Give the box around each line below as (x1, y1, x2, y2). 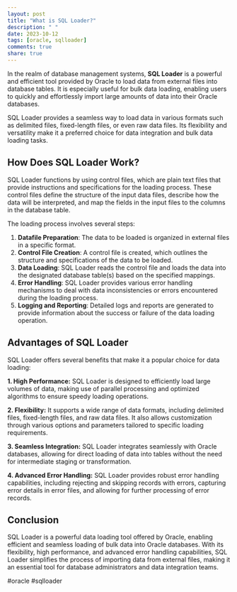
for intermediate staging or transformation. (7, 457, 132, 466)
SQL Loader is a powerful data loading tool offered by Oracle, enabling (7, 533, 214, 542)
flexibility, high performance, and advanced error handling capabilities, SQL (7, 548, 228, 557)
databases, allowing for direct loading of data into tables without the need (7, 449, 223, 458)
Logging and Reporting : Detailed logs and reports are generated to (17, 301, 214, 309)
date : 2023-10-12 (7, 30, 59, 38)
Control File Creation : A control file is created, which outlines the (17, 248, 208, 256)
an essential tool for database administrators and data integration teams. (7, 563, 219, 571)
